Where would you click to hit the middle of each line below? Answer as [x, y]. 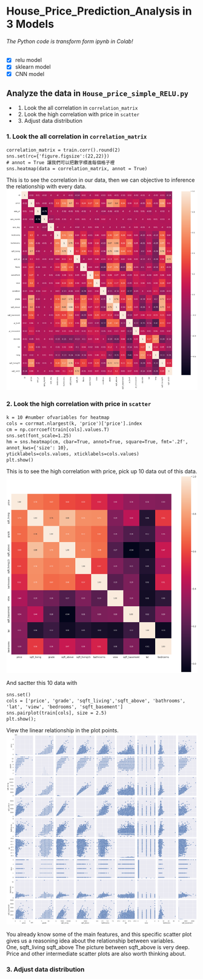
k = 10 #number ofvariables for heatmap [58, 417]
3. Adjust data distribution [45, 969]
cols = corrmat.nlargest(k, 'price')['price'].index [74, 424]
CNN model [29, 74]
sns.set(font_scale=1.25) [39, 436]
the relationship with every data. [46, 186]
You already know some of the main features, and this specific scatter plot [99, 935]
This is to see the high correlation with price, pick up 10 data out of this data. [102, 471]
